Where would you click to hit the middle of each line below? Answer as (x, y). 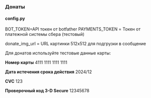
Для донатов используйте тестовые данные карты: (58, 53)
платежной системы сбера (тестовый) (45, 34)
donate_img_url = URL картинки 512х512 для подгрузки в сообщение (76, 44)
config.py (15, 18)
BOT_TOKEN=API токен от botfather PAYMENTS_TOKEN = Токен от (73, 29)
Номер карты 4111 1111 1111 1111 (36, 63)
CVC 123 (14, 82)
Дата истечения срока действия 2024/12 (49, 72)
